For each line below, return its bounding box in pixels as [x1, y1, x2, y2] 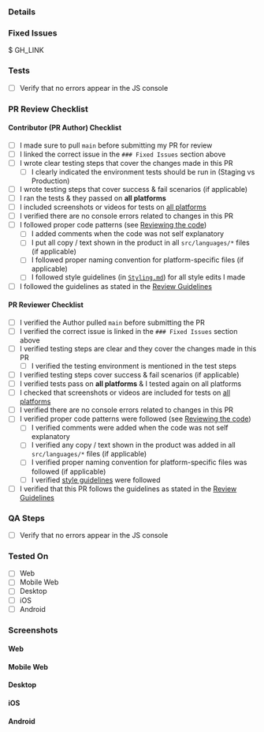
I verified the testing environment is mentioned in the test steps [31, 361, 236, 370]
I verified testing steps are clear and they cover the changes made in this [19, 343, 257, 353]
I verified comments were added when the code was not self [31, 423, 229, 433]
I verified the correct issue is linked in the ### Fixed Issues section [19, 326, 238, 336]
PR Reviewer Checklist [8, 300, 84, 310]
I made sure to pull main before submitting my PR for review [19, 141, 213, 150]
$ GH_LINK [8, 46, 45, 55]
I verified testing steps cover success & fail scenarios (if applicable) [19, 370, 240, 380]
